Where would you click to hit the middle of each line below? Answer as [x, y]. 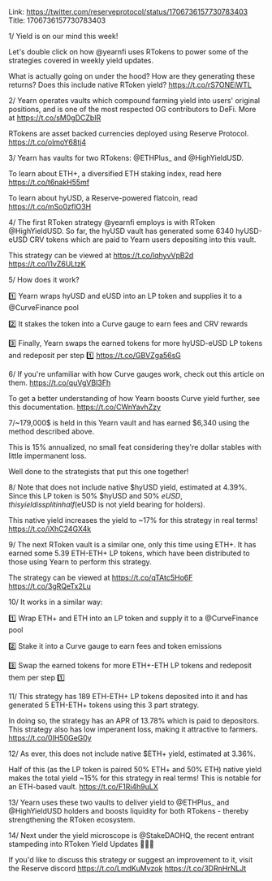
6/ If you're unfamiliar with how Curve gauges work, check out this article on [137, 374]
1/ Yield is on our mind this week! [63, 36]
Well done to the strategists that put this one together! [99, 471]
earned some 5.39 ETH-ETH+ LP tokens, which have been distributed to [129, 553]
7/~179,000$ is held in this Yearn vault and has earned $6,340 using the [129, 423]
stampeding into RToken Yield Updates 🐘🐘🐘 [81, 844]
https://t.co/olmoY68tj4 [47, 142]
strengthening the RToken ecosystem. [72, 820]
